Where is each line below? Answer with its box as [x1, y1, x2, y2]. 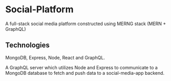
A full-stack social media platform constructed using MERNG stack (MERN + [5, 21, 166, 27]
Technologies [5, 41, 50, 50]
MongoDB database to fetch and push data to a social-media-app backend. [5, 70, 165, 76]
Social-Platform [5, 4, 74, 15]
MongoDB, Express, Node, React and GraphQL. [5, 54, 105, 60]
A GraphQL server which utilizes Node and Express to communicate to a [5, 64, 158, 70]
